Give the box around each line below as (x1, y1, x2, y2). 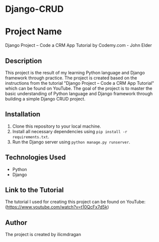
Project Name (5, 26, 62, 37)
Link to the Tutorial (5, 186, 64, 194)
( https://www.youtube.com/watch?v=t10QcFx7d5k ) (5, 204, 109, 210)
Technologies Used (5, 153, 66, 162)
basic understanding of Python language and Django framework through (5, 90, 153, 97)
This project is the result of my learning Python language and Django (5, 69, 145, 75)
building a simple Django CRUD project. (5, 96, 85, 102)
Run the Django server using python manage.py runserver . (12, 139, 130, 145)
